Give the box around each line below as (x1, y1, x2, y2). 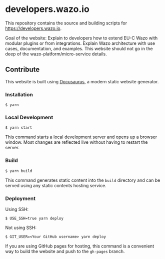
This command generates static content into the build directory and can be (5, 177, 160, 183)
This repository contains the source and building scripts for (5, 20, 127, 26)
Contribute (5, 65, 40, 74)
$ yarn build (5, 168, 32, 173)
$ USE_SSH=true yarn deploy (5, 216, 64, 221)
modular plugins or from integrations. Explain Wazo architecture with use (5, 40, 155, 46)
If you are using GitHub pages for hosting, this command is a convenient (5, 243, 154, 249)
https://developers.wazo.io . (5, 25, 62, 31)
